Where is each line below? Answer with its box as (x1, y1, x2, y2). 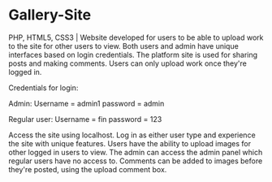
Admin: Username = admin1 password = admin (8, 98, 165, 108)
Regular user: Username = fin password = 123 (8, 114, 162, 123)
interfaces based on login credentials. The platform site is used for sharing (8, 50, 258, 59)
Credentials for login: (8, 83, 79, 93)
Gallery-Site (8, 6, 92, 24)
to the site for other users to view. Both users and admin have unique (8, 41, 240, 50)
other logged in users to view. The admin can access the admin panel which (8, 147, 263, 157)
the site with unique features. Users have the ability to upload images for (8, 138, 252, 148)
